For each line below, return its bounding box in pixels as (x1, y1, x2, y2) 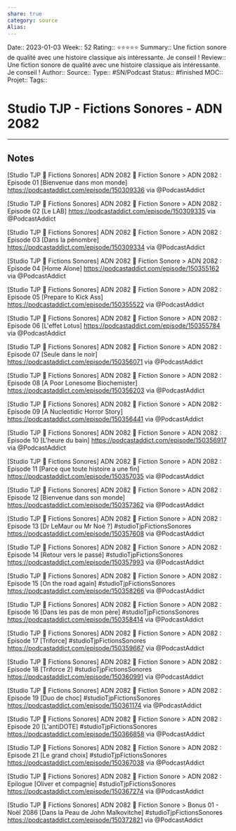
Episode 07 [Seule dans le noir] (7, 350, 98, 359)
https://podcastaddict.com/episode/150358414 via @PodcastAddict (7, 615, 204, 624)
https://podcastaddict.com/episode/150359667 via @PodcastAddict (7, 644, 205, 653)
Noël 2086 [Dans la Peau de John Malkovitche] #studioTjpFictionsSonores (7, 808, 223, 817)
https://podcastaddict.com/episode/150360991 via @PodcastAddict (7, 672, 204, 681)
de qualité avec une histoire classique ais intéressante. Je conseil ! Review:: (7, 54, 226, 62)
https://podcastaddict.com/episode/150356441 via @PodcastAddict (7, 415, 204, 424)
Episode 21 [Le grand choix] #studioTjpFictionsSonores (7, 751, 167, 760)
